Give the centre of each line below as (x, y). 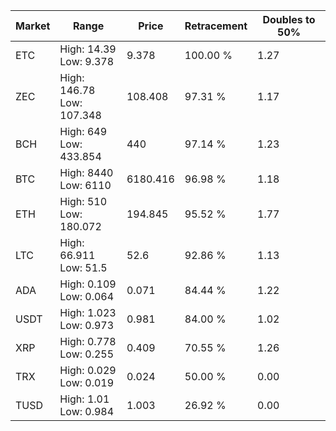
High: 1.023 (88, 312)
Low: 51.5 (83, 267)
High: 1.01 (84, 399)
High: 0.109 (88, 284)
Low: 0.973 (87, 325)
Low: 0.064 (87, 296)
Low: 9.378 (87, 61)
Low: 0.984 (87, 411)
